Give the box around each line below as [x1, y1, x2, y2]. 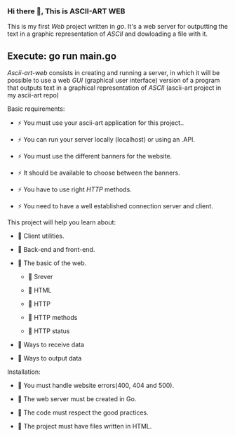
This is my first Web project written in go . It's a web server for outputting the [7, 22, 228, 31]
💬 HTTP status [27, 327, 70, 335]
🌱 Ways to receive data [17, 340, 85, 349]
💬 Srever [27, 273, 53, 281]
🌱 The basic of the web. [17, 259, 87, 267]
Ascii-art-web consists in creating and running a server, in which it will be [7, 69, 220, 77]
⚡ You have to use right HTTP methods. [17, 185, 132, 194]
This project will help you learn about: [7, 218, 116, 227]
